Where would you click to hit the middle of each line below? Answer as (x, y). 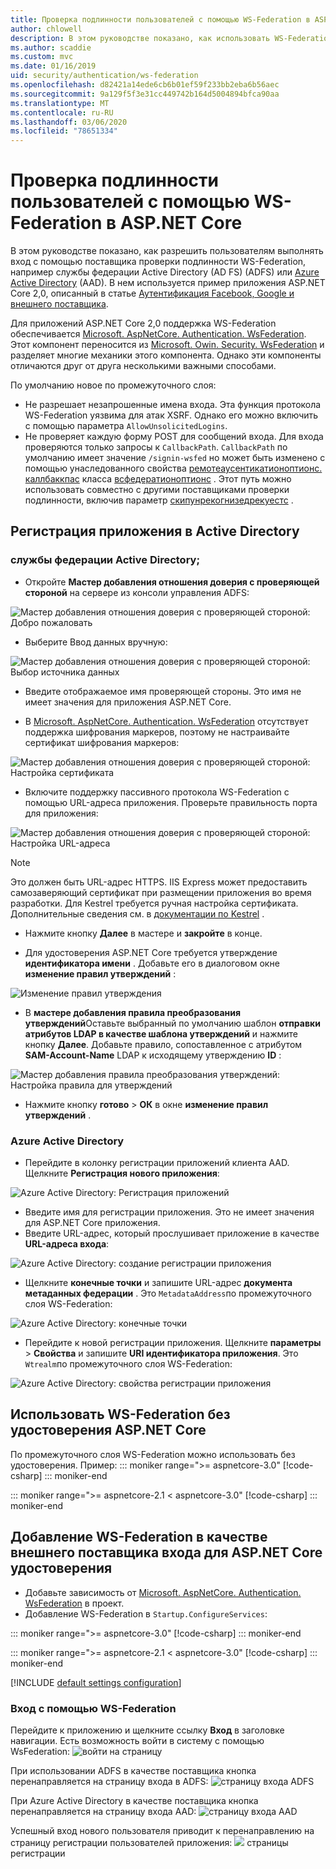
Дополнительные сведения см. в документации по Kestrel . (137, 913)
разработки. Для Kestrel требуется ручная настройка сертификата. (154, 903)
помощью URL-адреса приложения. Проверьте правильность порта (171, 802)
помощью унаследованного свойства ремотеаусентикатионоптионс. (173, 468)
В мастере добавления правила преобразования (133, 1012)
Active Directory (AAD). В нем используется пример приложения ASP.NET (168, 283)
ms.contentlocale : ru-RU (62, 112)
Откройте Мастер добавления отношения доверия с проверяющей (172, 582)
